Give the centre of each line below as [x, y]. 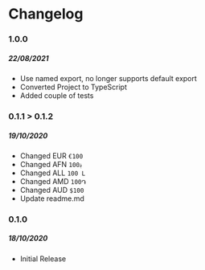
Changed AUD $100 [52, 190]
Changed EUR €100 [51, 155]
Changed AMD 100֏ [53, 181]
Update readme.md [52, 198]
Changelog [46, 14]
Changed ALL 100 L [53, 173]
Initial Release [43, 259]
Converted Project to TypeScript [73, 87]
